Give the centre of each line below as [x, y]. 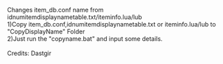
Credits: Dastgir [29, 53]
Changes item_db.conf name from [55, 10]
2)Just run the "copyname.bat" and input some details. [85, 39]
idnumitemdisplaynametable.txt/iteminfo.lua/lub [75, 17]
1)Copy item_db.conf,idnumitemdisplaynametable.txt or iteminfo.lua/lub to [111, 24]
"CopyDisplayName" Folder [46, 31]
